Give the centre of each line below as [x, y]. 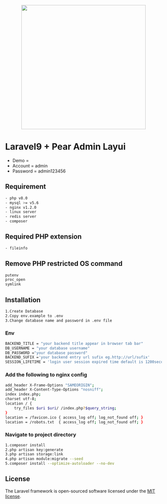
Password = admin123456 [39, 171]
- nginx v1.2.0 [21, 207]
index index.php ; [23, 394]
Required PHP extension [43, 237]
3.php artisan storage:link [34, 454]
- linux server [21, 212]
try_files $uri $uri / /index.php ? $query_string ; [65, 408]
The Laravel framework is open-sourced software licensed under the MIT [80, 491]
